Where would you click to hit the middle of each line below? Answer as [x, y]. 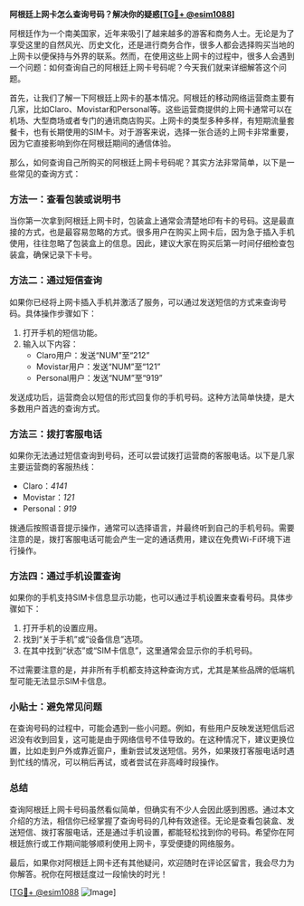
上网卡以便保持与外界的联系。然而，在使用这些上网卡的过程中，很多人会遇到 [152, 56]
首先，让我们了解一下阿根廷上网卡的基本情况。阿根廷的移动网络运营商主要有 [152, 98]
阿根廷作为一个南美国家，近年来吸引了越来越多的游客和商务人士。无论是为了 [152, 33]
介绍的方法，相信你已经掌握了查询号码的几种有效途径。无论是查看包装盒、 [148, 820]
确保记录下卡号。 [65, 255]
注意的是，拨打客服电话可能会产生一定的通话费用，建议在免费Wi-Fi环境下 [146, 539]
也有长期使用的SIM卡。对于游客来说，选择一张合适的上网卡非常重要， [163, 132]
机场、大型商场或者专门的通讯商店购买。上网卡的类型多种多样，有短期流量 [148, 120]
